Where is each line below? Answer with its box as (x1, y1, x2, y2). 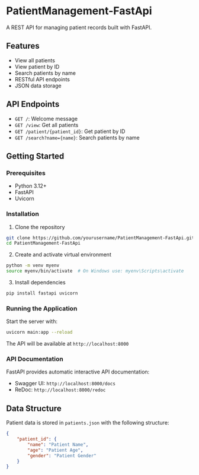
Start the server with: (6, 318, 58, 325)
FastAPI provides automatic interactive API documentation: (6, 368, 150, 375)
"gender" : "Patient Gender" (27, 452, 97, 458)
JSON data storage (14, 82, 62, 89)
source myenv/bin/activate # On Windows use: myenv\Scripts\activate (6, 268, 184, 274)
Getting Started (6, 151, 65, 161)
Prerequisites (6, 169, 46, 177)
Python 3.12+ (14, 182, 47, 189)
